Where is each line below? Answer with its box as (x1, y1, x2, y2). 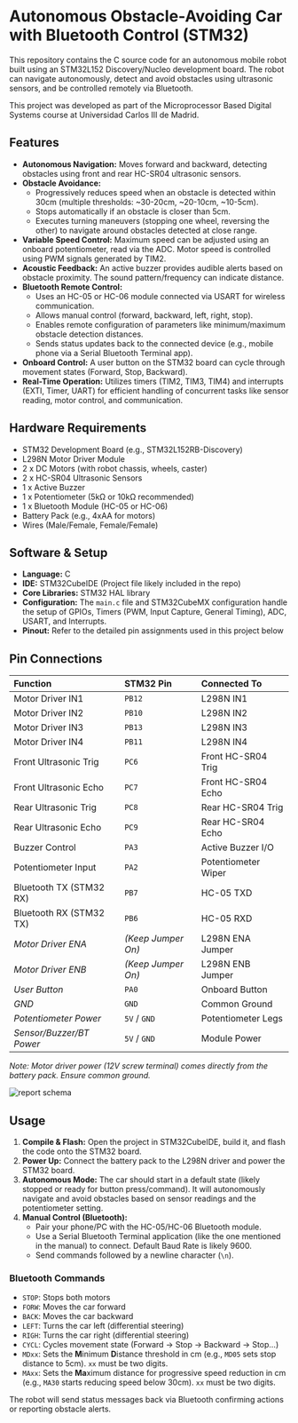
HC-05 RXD (200, 912, 253, 925)
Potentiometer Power (13, 1013, 102, 1025)
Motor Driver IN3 (13, 721, 84, 734)
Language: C (21, 568, 71, 579)
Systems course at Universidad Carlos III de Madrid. (9, 109, 200, 120)
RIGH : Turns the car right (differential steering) (21, 1330, 190, 1340)
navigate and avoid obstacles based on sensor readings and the (21, 1193, 256, 1204)
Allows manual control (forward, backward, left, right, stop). (35, 309, 254, 321)
